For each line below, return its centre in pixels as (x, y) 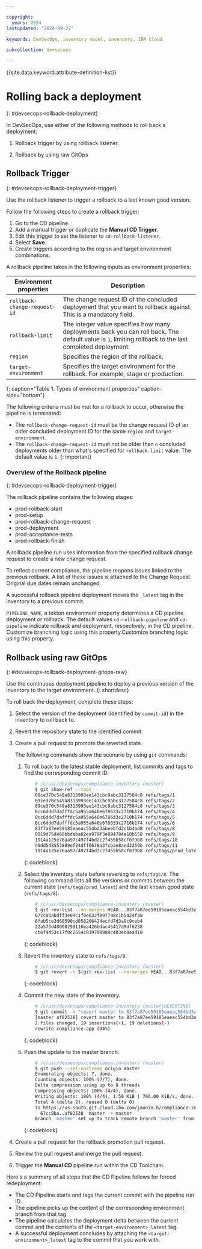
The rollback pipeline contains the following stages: (70, 497)
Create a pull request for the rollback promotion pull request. (90, 1142)
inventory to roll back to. (45, 719)
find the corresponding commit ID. (66, 773)
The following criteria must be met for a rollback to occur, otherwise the (95, 406)
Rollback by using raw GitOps (51, 155)
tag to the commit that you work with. (114, 1240)
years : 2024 (27, 23)
